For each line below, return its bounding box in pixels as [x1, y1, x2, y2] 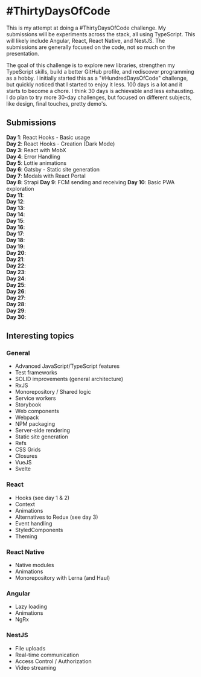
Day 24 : [6, 275, 26, 282]
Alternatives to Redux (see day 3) [14, 513, 98, 521]
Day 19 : [6, 243, 25, 250]
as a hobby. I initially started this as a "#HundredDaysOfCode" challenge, [6, 74, 188, 82]
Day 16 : [6, 223, 25, 231]
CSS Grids [14, 446, 41, 454]
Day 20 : [6, 249, 27, 256]
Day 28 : [6, 300, 26, 307]
